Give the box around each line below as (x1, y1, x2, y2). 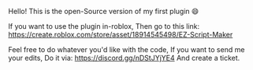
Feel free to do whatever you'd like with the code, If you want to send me (8, 45, 245, 54)
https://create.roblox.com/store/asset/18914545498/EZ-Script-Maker (8, 30, 233, 39)
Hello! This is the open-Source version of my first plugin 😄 (8, 7, 199, 16)
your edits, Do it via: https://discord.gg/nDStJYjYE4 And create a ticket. (8, 54, 240, 62)
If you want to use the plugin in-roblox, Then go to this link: (8, 22, 200, 30)
